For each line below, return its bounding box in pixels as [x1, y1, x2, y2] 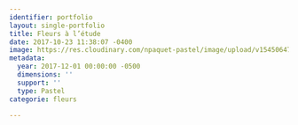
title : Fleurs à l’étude [9, 29, 101, 38]
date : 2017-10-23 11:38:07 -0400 [9, 37, 133, 47]
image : [9, 46, 34, 55]
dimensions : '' [17, 70, 74, 79]
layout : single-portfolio [9, 21, 105, 30]
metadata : [9, 54, 46, 62]
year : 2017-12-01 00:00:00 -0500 [17, 62, 141, 71]
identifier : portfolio [9, 12, 93, 22]
